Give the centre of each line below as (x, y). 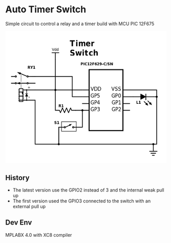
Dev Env (19, 223)
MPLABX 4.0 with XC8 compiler (39, 235)
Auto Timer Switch (46, 10)
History (17, 177)
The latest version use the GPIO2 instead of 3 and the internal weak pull (89, 190)
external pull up (29, 207)
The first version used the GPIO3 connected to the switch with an (82, 201)
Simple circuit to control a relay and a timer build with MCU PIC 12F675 (80, 24)
